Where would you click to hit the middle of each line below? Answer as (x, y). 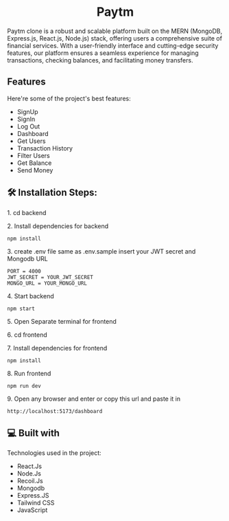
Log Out (28, 126)
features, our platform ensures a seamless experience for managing (103, 53)
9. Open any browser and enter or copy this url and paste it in (94, 399)
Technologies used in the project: (54, 453)
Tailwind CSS (36, 503)
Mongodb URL (27, 258)
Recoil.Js (30, 481)
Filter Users (33, 155)
